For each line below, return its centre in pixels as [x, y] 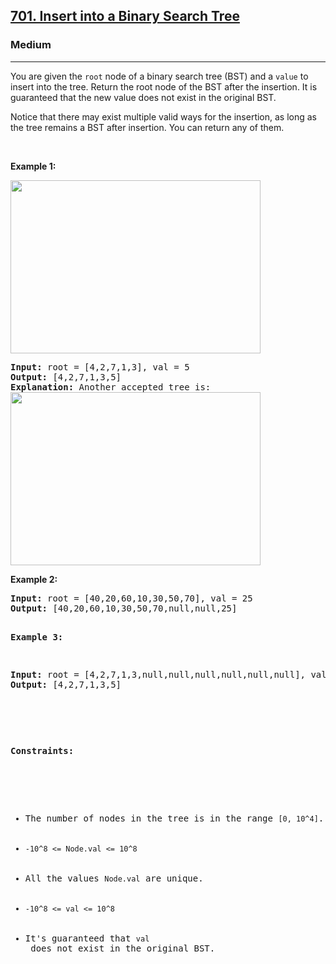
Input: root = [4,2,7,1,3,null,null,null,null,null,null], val [168, 674]
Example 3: [37, 637]
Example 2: [34, 579]
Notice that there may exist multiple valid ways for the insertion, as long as [164, 116]
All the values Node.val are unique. [114, 878]
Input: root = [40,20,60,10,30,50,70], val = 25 [131, 598]
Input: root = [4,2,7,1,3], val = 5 [100, 367]
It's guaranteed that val [87, 938]
